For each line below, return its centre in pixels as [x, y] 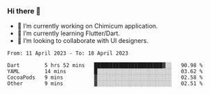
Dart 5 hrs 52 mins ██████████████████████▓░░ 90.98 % [105, 66]
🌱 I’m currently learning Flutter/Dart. [68, 33]
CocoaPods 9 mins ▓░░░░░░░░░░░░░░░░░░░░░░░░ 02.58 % [105, 78]
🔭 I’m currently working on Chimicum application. [87, 26]
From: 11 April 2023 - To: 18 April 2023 [68, 54]
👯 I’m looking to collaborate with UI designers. [83, 41]
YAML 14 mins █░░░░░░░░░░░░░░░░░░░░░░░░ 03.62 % [105, 72]
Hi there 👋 [24, 11]
